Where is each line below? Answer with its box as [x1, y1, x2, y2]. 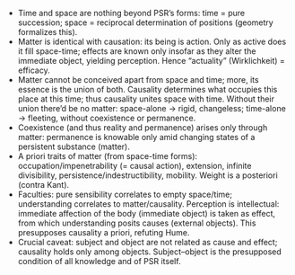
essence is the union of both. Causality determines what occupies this [17, 84, 278, 94]
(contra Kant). [17, 180, 70, 190]
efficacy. [17, 65, 51, 75]
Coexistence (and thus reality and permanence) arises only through [17, 122, 268, 133]
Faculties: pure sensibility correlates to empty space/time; [17, 189, 233, 200]
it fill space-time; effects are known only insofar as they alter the [17, 46, 256, 57]
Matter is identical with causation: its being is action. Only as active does [17, 36, 287, 47]
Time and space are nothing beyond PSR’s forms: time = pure [17, 8, 245, 18]
